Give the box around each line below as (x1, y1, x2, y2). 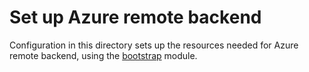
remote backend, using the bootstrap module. (9, 49, 198, 61)
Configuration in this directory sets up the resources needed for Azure (9, 39, 299, 51)
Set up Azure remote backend (9, 6, 262, 29)
